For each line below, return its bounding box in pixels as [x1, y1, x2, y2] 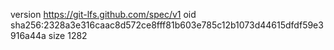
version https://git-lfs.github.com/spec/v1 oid [10, 9, 197, 20]
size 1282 [48, 30, 88, 41]
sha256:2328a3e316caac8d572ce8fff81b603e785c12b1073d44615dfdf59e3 [10, 19, 324, 31]
